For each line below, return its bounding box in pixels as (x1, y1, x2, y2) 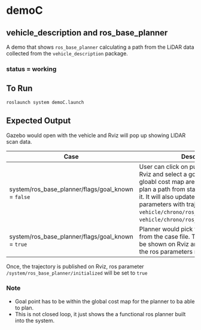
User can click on (139, 162, 188, 171)
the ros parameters (139, 247, 193, 255)
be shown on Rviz (139, 240, 190, 248)
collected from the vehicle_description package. (6, 50, 129, 57)
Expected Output (6, 115, 71, 126)
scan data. (6, 138, 32, 145)
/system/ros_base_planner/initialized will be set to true (6, 269, 148, 277)
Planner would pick (139, 225, 193, 233)
